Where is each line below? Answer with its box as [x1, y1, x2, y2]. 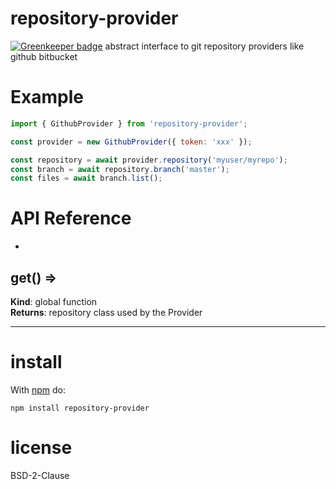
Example [10, 86, 84, 109]
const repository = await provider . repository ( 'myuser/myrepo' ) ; [10, 155, 288, 165]
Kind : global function [10, 296, 98, 307]
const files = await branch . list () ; [10, 173, 163, 184]
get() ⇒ [10, 269, 58, 286]
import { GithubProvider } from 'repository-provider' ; [10, 118, 248, 129]
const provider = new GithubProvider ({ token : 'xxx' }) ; [10, 137, 253, 147]
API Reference [10, 207, 132, 230]
